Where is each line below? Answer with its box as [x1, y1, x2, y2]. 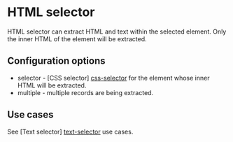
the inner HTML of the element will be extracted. [7, 34, 147, 43]
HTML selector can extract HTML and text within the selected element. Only [7, 27, 227, 36]
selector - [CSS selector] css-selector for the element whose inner [17, 73, 210, 82]
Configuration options [7, 55, 106, 67]
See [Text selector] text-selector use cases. [7, 127, 134, 136]
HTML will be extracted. [17, 81, 87, 90]
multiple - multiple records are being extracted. [17, 88, 154, 97]
